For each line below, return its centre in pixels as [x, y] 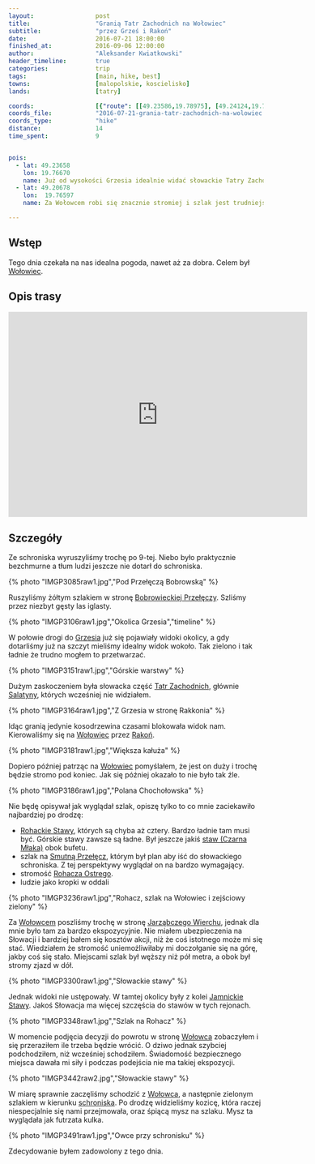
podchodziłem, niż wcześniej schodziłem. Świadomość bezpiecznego [125, 1054]
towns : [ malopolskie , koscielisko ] [99, 83]
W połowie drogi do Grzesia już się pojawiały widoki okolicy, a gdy [119, 638]
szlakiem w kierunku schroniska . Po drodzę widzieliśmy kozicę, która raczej [135, 1102]
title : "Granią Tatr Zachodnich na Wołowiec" [117, 24]
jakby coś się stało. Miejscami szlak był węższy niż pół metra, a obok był [130, 956]
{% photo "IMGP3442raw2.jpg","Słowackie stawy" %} [99, 1078]
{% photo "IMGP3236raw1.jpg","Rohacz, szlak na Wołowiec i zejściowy [127, 898]
